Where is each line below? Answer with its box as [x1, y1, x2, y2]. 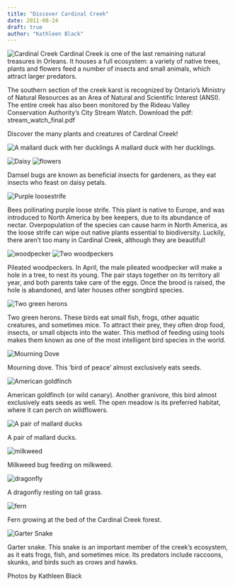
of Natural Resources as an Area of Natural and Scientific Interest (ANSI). [7, 93, 221, 102]
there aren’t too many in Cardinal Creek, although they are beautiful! [7, 236, 206, 244]
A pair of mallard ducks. [7, 433, 77, 442]
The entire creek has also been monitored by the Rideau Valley [7, 101, 190, 110]
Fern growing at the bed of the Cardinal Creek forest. [7, 515, 162, 524]
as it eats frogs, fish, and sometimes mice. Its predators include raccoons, [7, 550, 224, 559]
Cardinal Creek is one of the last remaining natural [59, 50, 206, 58]
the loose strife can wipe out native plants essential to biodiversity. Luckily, [7, 228, 226, 237]
